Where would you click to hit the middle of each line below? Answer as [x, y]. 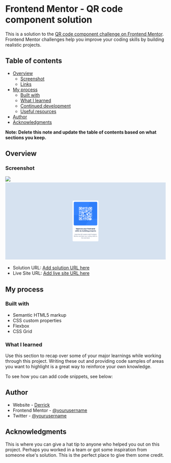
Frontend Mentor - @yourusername [50, 410]
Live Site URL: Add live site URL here [51, 273]
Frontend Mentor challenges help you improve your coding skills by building [85, 39]
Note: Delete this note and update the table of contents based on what [81, 132]
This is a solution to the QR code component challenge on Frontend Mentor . [84, 34]
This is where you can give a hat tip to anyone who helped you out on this [82, 444]
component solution [49, 20]
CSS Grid [22, 331]
